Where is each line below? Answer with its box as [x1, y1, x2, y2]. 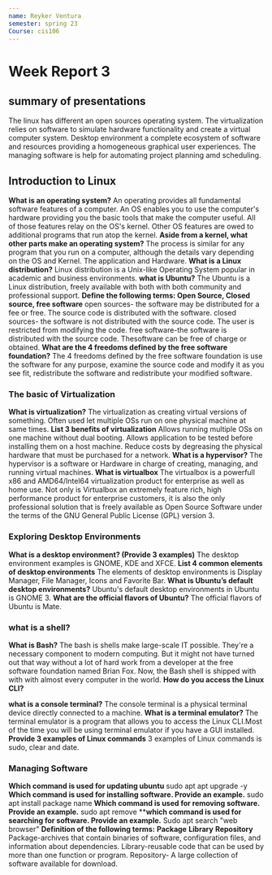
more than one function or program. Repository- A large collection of [8, 851, 239, 860]
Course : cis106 [8, 27, 60, 35]
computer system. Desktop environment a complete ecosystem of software [8, 133, 261, 143]
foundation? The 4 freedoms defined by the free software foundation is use [8, 351, 263, 361]
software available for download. [8, 859, 118, 868]
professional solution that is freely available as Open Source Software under [8, 502, 263, 512]
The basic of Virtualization [8, 389, 115, 400]
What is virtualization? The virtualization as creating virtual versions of [8, 407, 248, 417]
